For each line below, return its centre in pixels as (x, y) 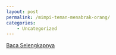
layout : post (22, 12)
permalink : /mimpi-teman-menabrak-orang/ (58, 17)
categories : (21, 23)
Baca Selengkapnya (31, 45)
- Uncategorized (37, 28)
